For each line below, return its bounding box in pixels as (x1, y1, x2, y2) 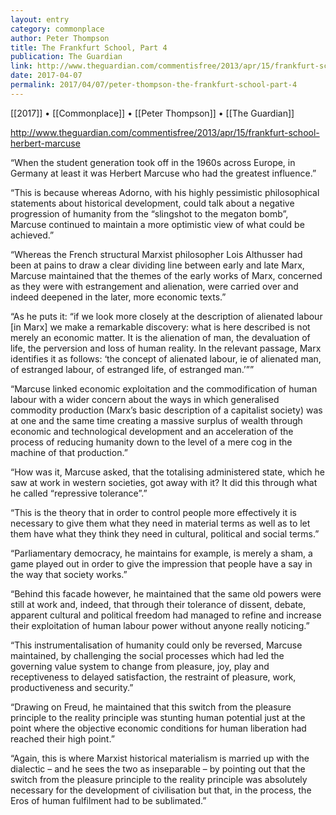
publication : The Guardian (10, 52, 123, 62)
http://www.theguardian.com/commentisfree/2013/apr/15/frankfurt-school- (10, 126, 320, 138)
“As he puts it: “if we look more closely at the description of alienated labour (10, 310, 323, 322)
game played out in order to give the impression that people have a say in (10, 557, 313, 570)
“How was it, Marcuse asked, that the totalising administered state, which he (10, 466, 325, 478)
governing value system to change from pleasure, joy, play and (10, 660, 270, 672)
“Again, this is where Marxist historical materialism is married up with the (10, 752, 310, 764)
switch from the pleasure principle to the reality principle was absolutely (10, 773, 308, 785)
